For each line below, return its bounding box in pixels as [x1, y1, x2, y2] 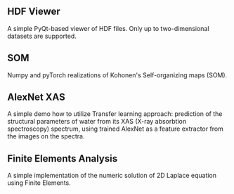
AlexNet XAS [7, 91, 65, 103]
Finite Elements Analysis [7, 153, 118, 164]
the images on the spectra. [7, 132, 85, 141]
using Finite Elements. [7, 179, 72, 187]
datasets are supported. [7, 32, 77, 40]
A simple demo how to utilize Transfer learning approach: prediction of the [7, 110, 223, 118]
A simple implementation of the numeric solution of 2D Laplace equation [7, 172, 216, 180]
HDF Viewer [7, 6, 61, 18]
